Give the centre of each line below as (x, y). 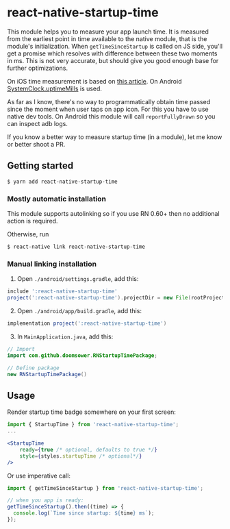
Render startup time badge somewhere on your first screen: (91, 412)
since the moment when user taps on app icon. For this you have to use (108, 109)
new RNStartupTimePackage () (47, 374)
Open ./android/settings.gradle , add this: (78, 279)
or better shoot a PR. (36, 144)
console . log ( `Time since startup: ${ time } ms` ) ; (84, 513)
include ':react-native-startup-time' (62, 292)
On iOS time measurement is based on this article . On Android (94, 81)
